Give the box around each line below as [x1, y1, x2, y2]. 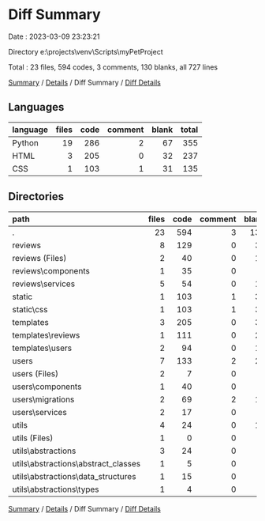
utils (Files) [12, 432, 54, 444]
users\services [12, 406, 67, 417]
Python [12, 137, 39, 148]
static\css [12, 304, 48, 315]
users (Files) [12, 368, 59, 379]
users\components [12, 381, 82, 392]
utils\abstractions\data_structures [12, 470, 136, 481]
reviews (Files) [12, 252, 67, 263]
